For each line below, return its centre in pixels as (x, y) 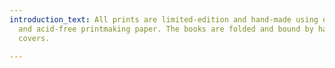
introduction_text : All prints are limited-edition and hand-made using (164, 19)
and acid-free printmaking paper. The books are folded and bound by (166, 29)
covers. (34, 38)
